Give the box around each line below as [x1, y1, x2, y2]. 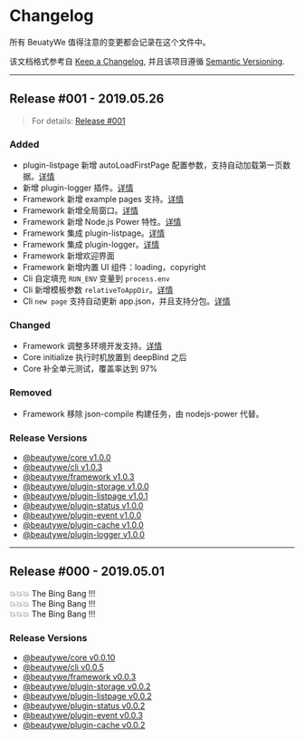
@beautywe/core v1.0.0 [22, 452, 111, 462]
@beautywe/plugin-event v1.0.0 [22, 510, 142, 520]
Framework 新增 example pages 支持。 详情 [22, 194, 184, 205]
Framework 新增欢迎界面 [22, 250, 115, 261]
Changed [9, 318, 52, 331]
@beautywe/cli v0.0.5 [22, 662, 104, 673]
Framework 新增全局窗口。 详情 [22, 205, 138, 216]
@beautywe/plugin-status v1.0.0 [22, 500, 144, 510]
